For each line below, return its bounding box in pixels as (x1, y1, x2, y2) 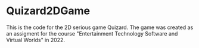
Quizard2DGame (6, 4, 91, 18)
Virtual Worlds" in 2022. (6, 36, 66, 43)
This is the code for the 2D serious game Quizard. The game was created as (6, 24, 194, 31)
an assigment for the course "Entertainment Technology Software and (6, 30, 178, 37)
